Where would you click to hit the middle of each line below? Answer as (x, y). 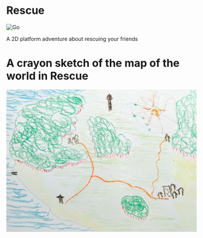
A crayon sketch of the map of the (93, 63)
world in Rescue (47, 76)
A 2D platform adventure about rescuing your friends (72, 39)
